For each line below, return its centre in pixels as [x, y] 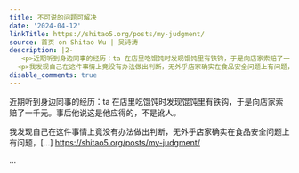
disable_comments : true [53, 75]
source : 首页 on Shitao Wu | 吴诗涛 [74, 42]
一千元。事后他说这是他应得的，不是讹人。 [102, 113]
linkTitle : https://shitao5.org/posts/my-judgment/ [107, 34]
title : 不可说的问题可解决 [53, 17]
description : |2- [41, 51]
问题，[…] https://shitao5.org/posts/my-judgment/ [108, 142]
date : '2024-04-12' [45, 26]
